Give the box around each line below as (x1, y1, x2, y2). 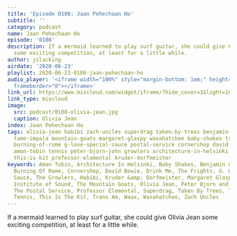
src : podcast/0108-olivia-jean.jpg (13, 108, 119, 116)
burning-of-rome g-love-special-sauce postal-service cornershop (13, 142, 210, 149)
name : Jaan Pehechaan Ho (7, 30, 80, 37)
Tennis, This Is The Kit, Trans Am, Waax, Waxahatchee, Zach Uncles (13, 194, 219, 201)
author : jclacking (7, 56, 61, 63)
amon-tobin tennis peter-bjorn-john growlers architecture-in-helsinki (13, 148, 229, 155)
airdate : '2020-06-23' (7, 63, 74, 70)
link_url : (7, 89, 37, 96)
